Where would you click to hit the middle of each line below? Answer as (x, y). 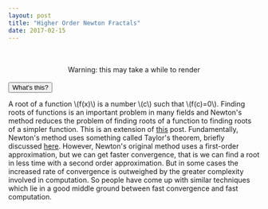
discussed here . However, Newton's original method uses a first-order (124, 146)
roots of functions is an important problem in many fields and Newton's (125, 113)
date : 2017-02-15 (37, 30)
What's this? (31, 88)
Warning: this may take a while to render (134, 70)
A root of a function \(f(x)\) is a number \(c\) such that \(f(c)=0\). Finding (127, 104)
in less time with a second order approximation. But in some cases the (124, 163)
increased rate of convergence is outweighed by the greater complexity (126, 172)
